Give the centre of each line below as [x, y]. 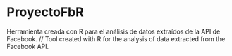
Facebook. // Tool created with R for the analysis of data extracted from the [116, 38]
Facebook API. [28, 46]
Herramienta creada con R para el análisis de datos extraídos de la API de [114, 31]
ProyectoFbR [45, 12]
